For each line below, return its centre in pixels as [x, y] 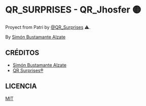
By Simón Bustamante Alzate [35, 37]
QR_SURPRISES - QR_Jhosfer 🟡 [73, 10]
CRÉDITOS [22, 53]
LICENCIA [21, 86]
